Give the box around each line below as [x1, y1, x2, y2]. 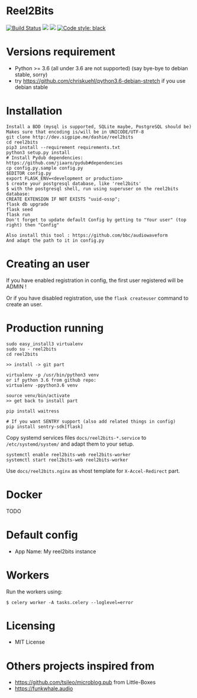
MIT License [14, 638, 46, 645]
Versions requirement [6, 46, 115, 59]
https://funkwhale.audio [14, 685, 73, 692]
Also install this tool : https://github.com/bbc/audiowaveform [6, 232, 168, 238]
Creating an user [6, 257, 90, 270]
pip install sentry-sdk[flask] [6, 424, 83, 430]
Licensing [6, 619, 56, 632]
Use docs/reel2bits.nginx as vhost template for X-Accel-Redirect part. [6, 467, 180, 474]
